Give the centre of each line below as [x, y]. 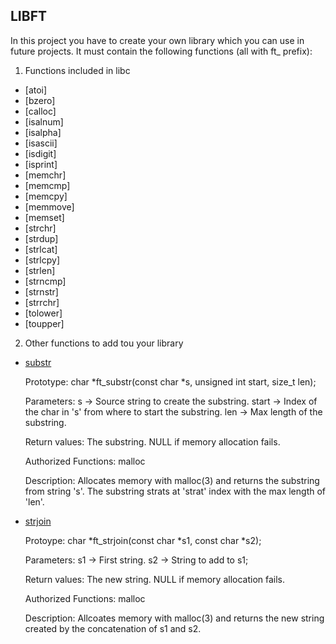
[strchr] [40, 228]
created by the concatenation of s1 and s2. [113, 628]
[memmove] [49, 206]
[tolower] [43, 313]
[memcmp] [47, 185]
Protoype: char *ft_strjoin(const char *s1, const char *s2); [143, 540]
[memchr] [45, 175]
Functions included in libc [77, 70]
